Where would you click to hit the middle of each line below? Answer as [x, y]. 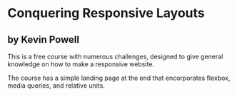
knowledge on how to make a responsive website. [81, 64]
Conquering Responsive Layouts [106, 13]
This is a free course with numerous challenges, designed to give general [115, 56]
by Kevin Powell [44, 40]
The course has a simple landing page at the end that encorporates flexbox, [119, 78]
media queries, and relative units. [56, 86]
